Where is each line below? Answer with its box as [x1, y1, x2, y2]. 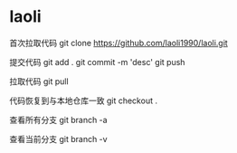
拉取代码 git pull [9, 75, 70, 87]
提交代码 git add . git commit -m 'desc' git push [9, 56, 185, 67]
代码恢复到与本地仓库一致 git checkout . [9, 95, 158, 106]
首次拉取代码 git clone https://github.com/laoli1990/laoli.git [9, 37, 228, 48]
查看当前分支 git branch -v [9, 133, 108, 144]
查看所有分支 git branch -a [9, 114, 108, 125]
